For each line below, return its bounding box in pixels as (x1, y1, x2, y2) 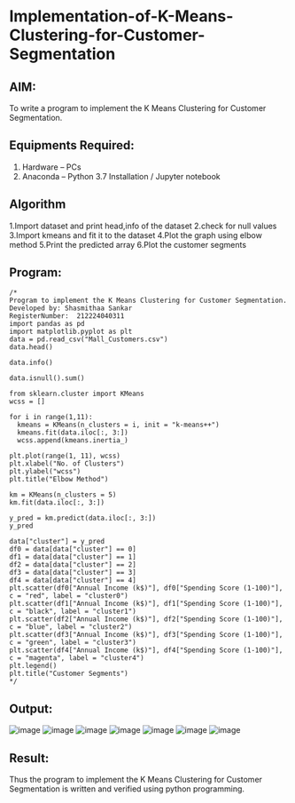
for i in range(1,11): (9, 413, 93, 422)
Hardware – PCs (21, 162, 82, 172)
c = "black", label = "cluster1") (9, 607, 137, 616)
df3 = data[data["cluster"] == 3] (9, 568, 137, 577)
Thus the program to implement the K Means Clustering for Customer (9, 775, 263, 785)
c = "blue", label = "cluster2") (9, 623, 133, 632)
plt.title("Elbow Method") (9, 475, 109, 484)
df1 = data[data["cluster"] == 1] (9, 553, 137, 561)
